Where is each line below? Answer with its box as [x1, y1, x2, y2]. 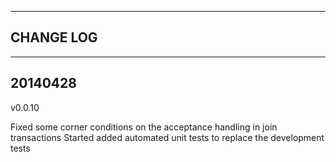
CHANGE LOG [10, 29, 98, 46]
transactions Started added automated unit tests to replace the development [10, 131, 325, 143]
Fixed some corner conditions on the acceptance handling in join [10, 121, 278, 133]
